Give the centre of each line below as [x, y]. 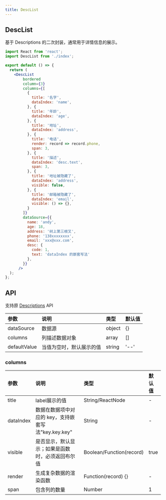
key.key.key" [58, 432]
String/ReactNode [104, 400]
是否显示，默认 [53, 441]
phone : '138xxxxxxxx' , [50, 236]
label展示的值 [51, 401]
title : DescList [22, 10]
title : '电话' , [46, 139]
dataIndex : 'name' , [51, 102]
